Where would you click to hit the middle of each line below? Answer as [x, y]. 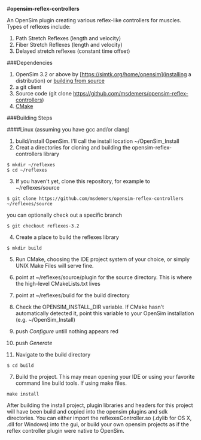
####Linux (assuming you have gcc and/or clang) [68, 129]
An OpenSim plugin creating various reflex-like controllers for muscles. [94, 20]
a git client [28, 87]
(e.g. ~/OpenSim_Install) [45, 320]
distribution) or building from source [60, 81]
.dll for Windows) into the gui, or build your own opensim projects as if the [98, 424]
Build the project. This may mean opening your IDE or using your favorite [105, 377]
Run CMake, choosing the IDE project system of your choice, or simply [103, 259]
